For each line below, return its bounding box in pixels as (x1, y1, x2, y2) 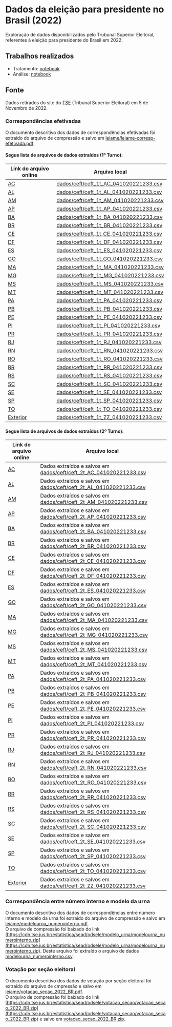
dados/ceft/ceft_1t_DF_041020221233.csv (56, 239, 163, 246)
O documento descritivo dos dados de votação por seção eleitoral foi (5, 977, 152, 984)
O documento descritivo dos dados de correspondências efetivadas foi (5, 129, 156, 136)
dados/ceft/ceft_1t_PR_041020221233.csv (56, 330, 163, 337)
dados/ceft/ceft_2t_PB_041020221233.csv (40, 691, 146, 698)
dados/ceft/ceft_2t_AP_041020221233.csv (40, 513, 146, 521)
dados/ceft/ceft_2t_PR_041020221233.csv (40, 735, 146, 742)
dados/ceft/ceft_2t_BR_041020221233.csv (40, 543, 146, 550)
